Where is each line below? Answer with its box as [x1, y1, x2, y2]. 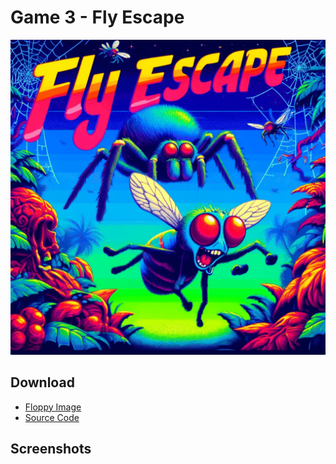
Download [10, 374, 75, 391]
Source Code [24, 411, 80, 423]
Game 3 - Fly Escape [10, 6, 185, 29]
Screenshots [10, 441, 92, 458]
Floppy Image [24, 401, 82, 413]
